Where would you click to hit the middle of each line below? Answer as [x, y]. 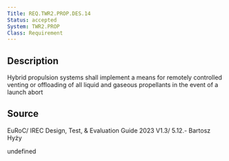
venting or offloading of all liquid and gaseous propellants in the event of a [113, 85]
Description [33, 60]
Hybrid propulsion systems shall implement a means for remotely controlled [115, 77]
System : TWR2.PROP [33, 26]
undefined [22, 151]
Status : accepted [32, 20]
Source [23, 114]
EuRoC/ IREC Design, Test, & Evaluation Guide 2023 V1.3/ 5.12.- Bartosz [109, 130]
